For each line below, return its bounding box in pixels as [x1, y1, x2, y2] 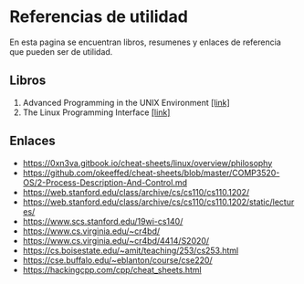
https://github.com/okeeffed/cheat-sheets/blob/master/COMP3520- [22, 167, 280, 178]
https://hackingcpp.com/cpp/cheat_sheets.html [22, 264, 203, 275]
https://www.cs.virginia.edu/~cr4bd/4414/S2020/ [22, 235, 210, 246]
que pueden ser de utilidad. [9, 46, 113, 57]
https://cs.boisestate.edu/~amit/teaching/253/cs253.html [22, 245, 239, 256]
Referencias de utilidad [9, 6, 189, 27]
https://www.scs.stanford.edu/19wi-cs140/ [22, 216, 183, 226]
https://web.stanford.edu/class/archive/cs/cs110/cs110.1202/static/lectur [22, 196, 295, 207]
